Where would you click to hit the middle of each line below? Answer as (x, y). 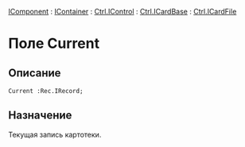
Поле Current (54, 44)
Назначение (40, 116)
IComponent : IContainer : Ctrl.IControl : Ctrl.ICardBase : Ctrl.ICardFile (122, 12)
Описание (35, 73)
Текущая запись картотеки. (55, 134)
